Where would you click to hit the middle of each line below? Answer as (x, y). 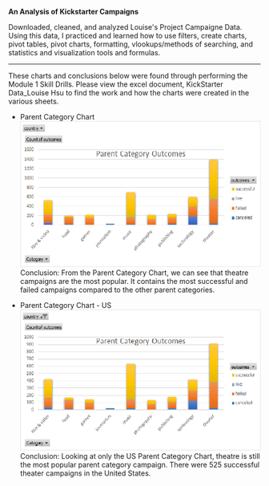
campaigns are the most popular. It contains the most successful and (134, 281)
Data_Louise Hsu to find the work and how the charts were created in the (129, 93)
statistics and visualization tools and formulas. (84, 53)
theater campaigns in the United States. (85, 473)
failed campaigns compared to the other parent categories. (117, 290)
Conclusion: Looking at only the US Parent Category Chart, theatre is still (140, 456)
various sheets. (34, 101)
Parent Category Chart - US (66, 306)
